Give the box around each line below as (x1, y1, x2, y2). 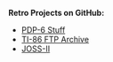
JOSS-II (20, 43, 51, 54)
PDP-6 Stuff (20, 25, 66, 35)
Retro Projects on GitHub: (8, 8, 105, 18)
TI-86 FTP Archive (20, 35, 90, 44)
